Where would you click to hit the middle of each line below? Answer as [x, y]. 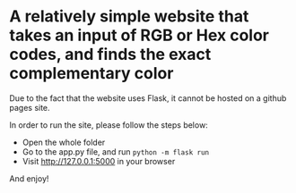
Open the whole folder [64, 142]
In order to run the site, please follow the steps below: [109, 125]
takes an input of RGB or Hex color [139, 35]
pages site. [30, 107]
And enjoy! [29, 178]
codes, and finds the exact [110, 55]
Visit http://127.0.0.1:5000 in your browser [99, 161]
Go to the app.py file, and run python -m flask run [115, 151]
